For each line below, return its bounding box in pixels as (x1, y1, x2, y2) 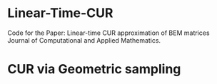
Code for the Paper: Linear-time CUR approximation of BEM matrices (7, 28, 210, 37)
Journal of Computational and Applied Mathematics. (7, 36, 161, 44)
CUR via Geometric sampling (7, 61, 181, 78)
